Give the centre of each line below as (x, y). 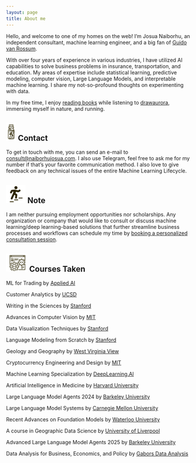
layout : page (22, 12)
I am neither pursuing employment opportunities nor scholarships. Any (91, 215)
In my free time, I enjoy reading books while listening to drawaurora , (88, 102)
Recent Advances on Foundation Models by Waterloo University (83, 419)
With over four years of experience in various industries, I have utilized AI (94, 60)
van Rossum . (22, 48)
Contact (33, 138)
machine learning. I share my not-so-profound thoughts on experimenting (95, 85)
